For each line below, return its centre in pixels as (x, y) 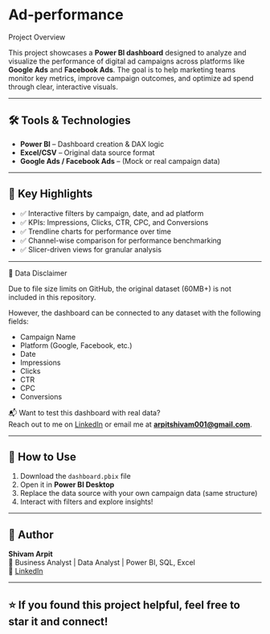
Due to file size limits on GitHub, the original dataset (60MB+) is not (120, 288)
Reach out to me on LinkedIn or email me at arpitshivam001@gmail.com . (131, 424)
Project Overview (37, 37)
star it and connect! (58, 622)
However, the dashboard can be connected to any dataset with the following (135, 313)
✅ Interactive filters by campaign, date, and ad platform (112, 213)
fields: (19, 321)
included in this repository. (52, 297)
